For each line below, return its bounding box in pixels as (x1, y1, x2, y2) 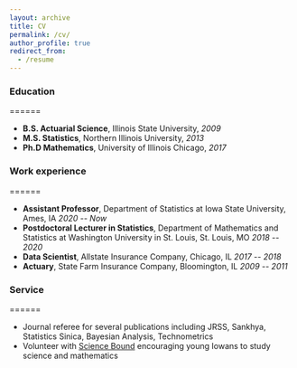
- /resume (17, 55, 54, 64)
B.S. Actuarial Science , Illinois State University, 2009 (22, 123, 221, 134)
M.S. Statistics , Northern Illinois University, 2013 (22, 133, 205, 144)
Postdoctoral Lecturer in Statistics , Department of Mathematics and (22, 222, 279, 233)
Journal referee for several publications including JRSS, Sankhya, (22, 321, 266, 332)
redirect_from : (9, 47, 67, 56)
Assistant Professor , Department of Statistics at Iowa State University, (22, 203, 286, 213)
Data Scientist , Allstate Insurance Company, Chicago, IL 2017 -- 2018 (22, 250, 282, 262)
